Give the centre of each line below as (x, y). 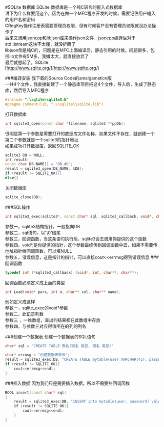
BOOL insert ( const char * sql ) (36, 392)
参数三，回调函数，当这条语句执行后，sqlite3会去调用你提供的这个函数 (76, 239)
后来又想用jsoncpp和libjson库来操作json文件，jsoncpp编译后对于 (70, 38)
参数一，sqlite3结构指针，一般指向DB (43, 226)
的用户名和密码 (20, 19)
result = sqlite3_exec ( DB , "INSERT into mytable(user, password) (82, 401)
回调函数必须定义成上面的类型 (35, 282)
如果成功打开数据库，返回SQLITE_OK (42, 146)
